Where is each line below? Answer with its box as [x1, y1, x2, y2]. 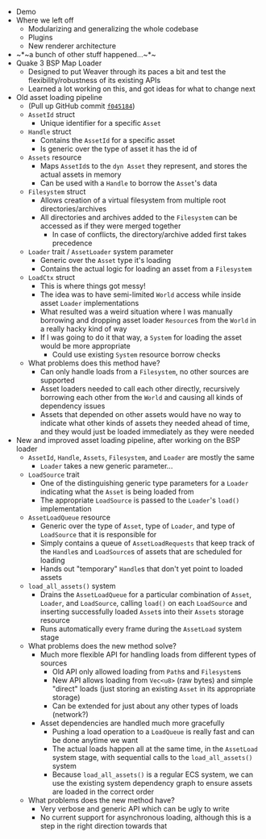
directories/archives [39, 204, 107, 213]
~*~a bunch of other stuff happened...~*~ [15, 50, 156, 59]
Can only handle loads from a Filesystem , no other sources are [39, 367, 249, 376]
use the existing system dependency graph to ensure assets [52, 778, 252, 787]
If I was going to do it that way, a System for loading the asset [39, 332, 242, 342]
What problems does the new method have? [27, 795, 175, 805]
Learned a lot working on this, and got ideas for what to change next [27, 84, 256, 94]
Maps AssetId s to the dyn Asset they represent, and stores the [39, 161, 247, 170]
